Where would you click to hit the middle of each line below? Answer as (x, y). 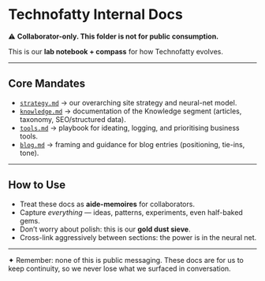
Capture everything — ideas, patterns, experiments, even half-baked (131, 212)
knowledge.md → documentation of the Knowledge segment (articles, (131, 111)
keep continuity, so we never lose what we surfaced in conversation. (119, 268)
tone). (29, 153)
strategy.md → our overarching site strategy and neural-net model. (128, 102)
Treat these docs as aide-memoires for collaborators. (107, 204)
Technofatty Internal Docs (95, 15)
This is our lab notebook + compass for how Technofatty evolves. (116, 51)
